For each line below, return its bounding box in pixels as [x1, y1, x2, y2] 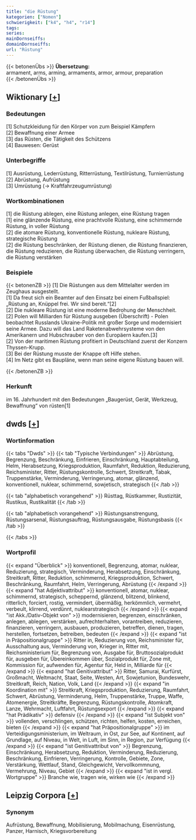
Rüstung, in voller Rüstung [6, 223, 70, 230]
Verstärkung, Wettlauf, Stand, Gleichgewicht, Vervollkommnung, [6, 761, 161, 768]
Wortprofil [6, 549, 36, 557]
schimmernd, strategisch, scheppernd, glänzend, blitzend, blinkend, [6, 593, 170, 600]
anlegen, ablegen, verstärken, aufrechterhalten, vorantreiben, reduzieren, [6, 618, 183, 625]
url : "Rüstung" [6, 47, 43, 53]
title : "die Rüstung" [6, 8, 59, 15]
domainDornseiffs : [6, 42, 51, 47]
